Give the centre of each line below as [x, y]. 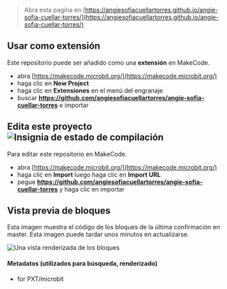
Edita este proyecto [50, 127]
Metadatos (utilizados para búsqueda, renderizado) [83, 264]
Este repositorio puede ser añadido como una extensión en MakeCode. [109, 62]
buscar [27, 97]
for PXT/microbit [40, 279]
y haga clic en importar [92, 189]
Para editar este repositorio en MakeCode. [67, 154]
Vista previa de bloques [59, 211]
